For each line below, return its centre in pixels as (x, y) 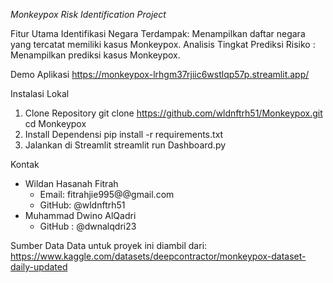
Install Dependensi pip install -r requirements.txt (124, 134)
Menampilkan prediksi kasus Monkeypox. (95, 55)
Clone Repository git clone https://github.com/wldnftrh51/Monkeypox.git (173, 113)
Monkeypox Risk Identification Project (88, 14)
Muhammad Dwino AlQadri (80, 215)
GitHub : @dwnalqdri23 (88, 226)
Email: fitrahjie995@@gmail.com (107, 194)
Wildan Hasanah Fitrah (71, 183)
